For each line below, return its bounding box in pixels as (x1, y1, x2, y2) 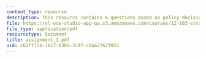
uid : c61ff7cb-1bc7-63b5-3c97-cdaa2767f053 (6, 43, 120, 49)
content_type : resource (6, 8, 67, 15)
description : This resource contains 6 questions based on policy (6, 14, 180, 21)
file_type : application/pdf (6, 25, 78, 32)
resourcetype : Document (6, 31, 67, 37)
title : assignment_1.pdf (6, 37, 70, 43)
